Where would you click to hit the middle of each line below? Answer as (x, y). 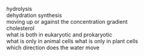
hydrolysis (19, 9)
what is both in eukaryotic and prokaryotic (59, 35)
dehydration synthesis (34, 15)
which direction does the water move (53, 47)
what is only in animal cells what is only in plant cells (72, 41)
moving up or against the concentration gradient (67, 22)
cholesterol (20, 28)
